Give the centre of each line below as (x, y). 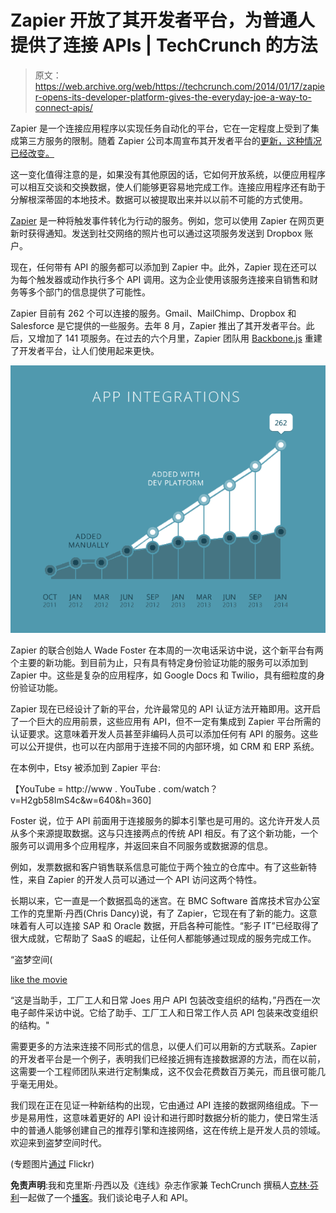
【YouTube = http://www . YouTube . (86, 788)
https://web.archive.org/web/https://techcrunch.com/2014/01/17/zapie (180, 86)
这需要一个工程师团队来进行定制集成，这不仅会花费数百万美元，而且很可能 (163, 1071)
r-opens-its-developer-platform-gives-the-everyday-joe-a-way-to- (173, 97)
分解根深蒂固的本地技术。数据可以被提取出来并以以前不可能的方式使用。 (159, 199)
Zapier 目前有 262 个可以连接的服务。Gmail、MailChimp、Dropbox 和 (153, 313)
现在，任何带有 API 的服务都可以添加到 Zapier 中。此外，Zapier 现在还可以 (164, 267)
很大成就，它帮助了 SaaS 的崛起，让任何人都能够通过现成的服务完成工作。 (163, 938)
